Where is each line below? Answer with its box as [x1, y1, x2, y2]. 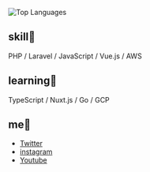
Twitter [19, 139, 43, 148]
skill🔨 [8, 30, 36, 43]
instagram [19, 147, 53, 157]
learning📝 [8, 74, 58, 88]
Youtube [19, 155, 47, 165]
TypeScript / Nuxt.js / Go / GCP [8, 95, 111, 104]
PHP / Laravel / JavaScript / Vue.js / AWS [8, 51, 142, 61]
